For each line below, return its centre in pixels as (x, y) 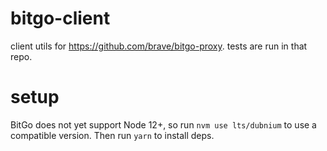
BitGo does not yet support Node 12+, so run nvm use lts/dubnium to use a (163, 124)
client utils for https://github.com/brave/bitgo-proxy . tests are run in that (159, 46)
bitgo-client (60, 18)
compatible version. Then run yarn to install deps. (112, 135)
